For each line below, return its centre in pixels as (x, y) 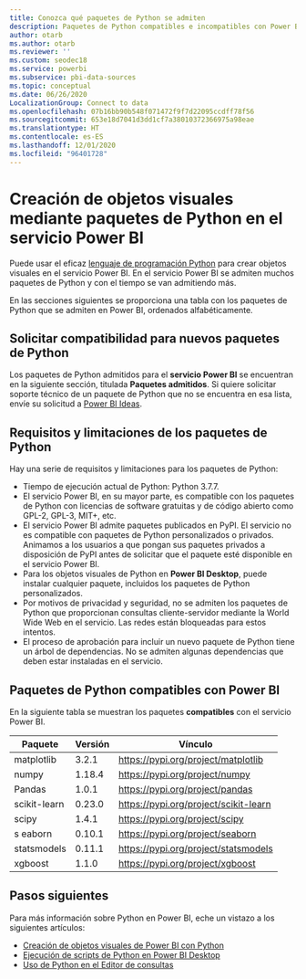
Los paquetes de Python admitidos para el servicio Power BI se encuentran (152, 374)
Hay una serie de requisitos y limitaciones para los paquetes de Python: (144, 469)
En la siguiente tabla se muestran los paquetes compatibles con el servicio (150, 712)
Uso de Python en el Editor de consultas (98, 964)
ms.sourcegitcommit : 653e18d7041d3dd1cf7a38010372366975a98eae (132, 120)
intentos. (39, 632)
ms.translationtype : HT (55, 129)
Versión (92, 744)
